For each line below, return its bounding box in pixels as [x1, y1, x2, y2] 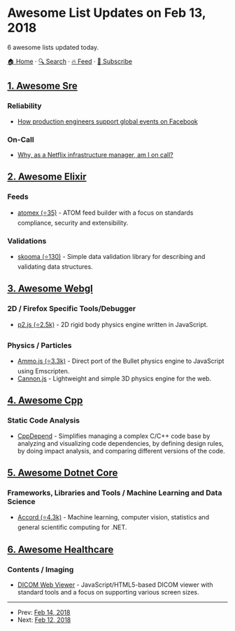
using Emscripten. [17, 366, 70, 375]
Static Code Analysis [7, 416, 80, 425]
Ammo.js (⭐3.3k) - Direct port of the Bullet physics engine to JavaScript [17, 357, 225, 365]
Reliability [7, 101, 42, 111]
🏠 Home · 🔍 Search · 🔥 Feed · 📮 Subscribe [7, 57, 133, 65]
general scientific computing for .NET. [17, 523, 127, 531]
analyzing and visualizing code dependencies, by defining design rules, [17, 439, 224, 447]
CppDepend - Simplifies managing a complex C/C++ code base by [17, 432, 211, 440]
